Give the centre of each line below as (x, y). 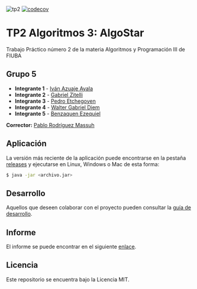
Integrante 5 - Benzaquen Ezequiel (57, 113)
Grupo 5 (21, 74)
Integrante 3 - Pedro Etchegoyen (55, 101)
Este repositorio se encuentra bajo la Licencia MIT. (68, 279)
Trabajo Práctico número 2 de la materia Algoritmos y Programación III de (96, 49)
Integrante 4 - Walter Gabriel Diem (57, 107)
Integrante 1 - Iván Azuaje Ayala (54, 88)
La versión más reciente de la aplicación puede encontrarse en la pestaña (96, 158)
